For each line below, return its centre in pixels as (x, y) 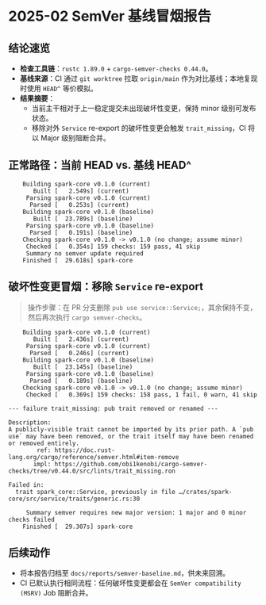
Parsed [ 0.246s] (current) (79, 353)
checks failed (32, 519)
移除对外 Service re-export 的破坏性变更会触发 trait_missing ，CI (139, 128)
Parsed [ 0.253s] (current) (79, 205)
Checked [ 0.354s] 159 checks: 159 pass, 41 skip (113, 247)
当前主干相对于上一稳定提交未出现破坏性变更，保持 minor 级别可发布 (144, 108)
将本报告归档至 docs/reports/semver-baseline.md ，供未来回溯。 (125, 573)
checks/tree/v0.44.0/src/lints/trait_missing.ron (92, 471)
